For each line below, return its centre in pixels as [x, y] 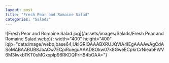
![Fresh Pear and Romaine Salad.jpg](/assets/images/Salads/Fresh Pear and [84, 34]
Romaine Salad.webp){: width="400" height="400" [59, 39]
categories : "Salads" [28, 19]
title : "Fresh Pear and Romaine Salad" [47, 15]
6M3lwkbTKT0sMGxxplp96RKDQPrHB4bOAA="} [56, 55]
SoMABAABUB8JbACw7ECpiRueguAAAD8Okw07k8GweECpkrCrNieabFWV [85, 50]
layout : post [19, 10]
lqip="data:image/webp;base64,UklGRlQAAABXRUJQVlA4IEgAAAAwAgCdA [85, 44]
